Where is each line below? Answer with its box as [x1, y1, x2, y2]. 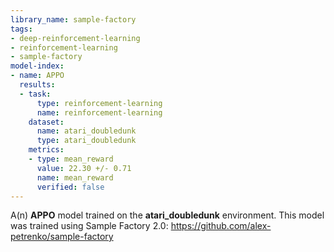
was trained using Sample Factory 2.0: [10, 220, 169, 232]
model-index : [10, 61, 65, 71]
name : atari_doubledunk [36, 126, 137, 136]
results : [19, 80, 56, 90]
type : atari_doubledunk [36, 136, 137, 146]
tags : [10, 24, 33, 34]
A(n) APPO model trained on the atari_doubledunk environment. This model [10, 209, 325, 221]
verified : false [36, 182, 105, 192]
